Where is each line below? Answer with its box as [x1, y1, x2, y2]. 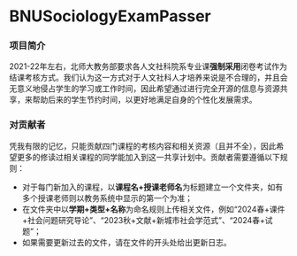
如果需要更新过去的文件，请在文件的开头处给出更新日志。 [21, 237, 232, 247]
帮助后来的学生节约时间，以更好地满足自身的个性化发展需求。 [32, 95, 257, 105]
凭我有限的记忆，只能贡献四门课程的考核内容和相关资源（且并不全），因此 [9, 140, 277, 151]
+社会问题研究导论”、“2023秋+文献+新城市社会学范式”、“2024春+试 [21, 214, 273, 225]
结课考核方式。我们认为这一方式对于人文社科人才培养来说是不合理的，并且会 [9, 73, 288, 83]
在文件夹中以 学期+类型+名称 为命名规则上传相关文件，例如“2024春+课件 [21, 204, 286, 214]
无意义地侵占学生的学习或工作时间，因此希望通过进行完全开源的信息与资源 [9, 83, 280, 94]
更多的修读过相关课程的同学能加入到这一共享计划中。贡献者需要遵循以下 [16, 151, 280, 162]
